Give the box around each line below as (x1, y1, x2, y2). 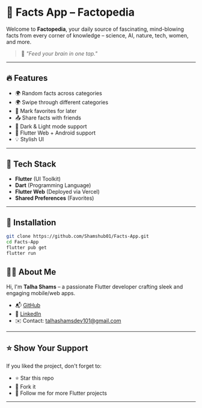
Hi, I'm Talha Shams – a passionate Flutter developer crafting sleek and (6, 283, 183, 290)
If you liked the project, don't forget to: (6, 362, 102, 369)
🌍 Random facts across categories (14, 89, 102, 97)
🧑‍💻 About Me (6, 267, 57, 277)
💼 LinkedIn (14, 310, 41, 317)
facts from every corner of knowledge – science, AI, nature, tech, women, (6, 31, 189, 39)
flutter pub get (6, 244, 47, 251)
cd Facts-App (6, 239, 39, 245)
